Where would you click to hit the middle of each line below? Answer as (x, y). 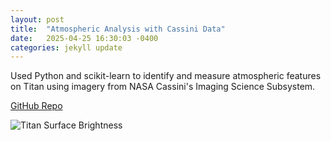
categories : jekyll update (66, 47)
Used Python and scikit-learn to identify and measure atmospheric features (166, 76)
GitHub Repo (36, 106)
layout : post (37, 19)
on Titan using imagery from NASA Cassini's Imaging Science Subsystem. (163, 87)
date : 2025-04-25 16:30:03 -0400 (84, 38)
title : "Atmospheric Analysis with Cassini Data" (118, 29)
